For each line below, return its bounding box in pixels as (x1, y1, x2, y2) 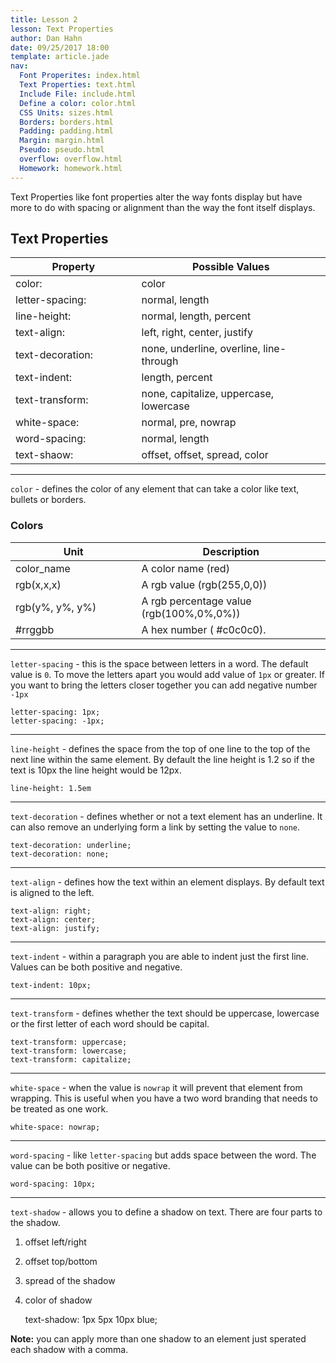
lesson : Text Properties (10, 24, 114, 34)
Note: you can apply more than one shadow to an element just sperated (10, 1332, 307, 1345)
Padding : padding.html (19, 126, 114, 136)
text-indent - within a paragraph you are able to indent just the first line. (10, 950, 309, 962)
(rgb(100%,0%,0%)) (141, 606, 241, 620)
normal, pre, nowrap (141, 416, 237, 430)
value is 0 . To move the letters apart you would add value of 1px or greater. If (10, 668, 325, 680)
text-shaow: (15, 448, 74, 462)
